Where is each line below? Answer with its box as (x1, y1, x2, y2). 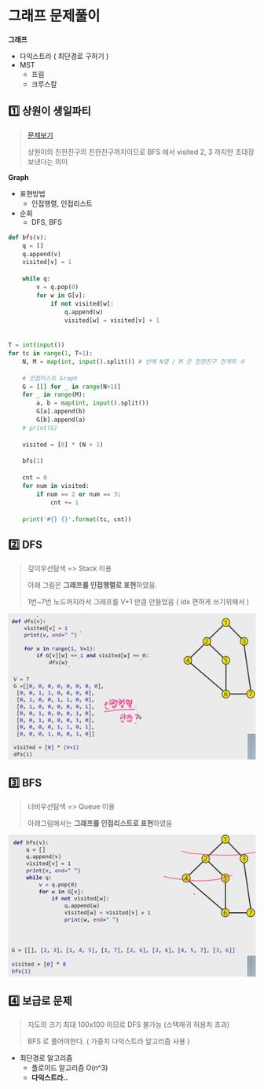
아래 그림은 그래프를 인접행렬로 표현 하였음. (27, 581, 158, 590)
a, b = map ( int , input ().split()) (36, 399, 149, 407)
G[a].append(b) (36, 408, 86, 416)
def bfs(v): (8, 233, 47, 241)
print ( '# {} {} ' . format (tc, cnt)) (22, 515, 132, 523)
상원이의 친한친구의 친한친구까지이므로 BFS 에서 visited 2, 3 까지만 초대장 (27, 147, 255, 156)
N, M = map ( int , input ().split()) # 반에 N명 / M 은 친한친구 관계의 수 (22, 357, 246, 365)
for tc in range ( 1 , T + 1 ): (8, 350, 93, 357)
